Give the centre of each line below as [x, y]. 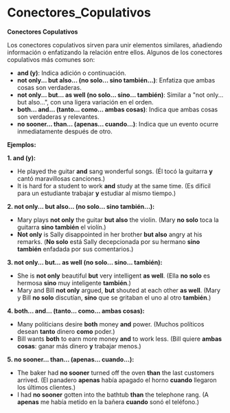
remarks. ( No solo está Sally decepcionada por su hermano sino [108, 241]
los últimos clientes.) [46, 387]
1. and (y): [22, 158]
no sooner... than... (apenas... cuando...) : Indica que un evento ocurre [117, 124]
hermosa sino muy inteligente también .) [74, 282]
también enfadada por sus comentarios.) [75, 249]
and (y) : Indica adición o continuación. [71, 73]
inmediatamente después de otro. [65, 131]
